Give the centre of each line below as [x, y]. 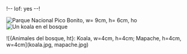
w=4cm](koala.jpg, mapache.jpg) [48, 45]
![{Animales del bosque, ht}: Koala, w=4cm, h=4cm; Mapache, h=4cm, [94, 38]
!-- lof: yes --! [23, 9]
